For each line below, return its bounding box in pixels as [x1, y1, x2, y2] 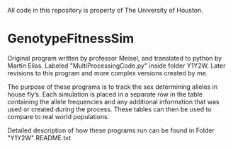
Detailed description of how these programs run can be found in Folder [7, 126, 215, 135]
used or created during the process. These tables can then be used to [7, 105, 212, 113]
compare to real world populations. [7, 112, 110, 121]
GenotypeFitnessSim [7, 31, 135, 47]
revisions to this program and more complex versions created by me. [7, 68, 208, 77]
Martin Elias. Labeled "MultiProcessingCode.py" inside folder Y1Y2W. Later [7, 61, 226, 70]
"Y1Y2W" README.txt [7, 133, 72, 142]
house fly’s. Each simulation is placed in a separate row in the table [7, 90, 203, 98]
